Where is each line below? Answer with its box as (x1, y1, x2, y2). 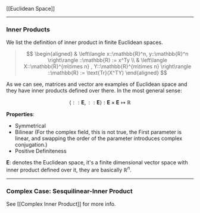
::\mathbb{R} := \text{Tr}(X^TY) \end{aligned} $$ (47, 69, 168, 77)
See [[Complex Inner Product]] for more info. (6, 201, 116, 208)
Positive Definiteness (14, 148, 67, 155)
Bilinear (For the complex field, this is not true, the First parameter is (14, 129, 182, 136)
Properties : (6, 111, 35, 118)
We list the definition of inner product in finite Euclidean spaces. (6, 39, 163, 46)
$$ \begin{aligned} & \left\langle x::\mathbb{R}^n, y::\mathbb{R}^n (26, 50, 189, 58)
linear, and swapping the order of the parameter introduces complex (14, 135, 183, 142)
